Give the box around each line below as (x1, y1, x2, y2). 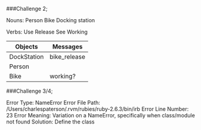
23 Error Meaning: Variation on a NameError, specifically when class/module (6, 112, 195, 119)
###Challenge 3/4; (6, 87, 53, 95)
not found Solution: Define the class (6, 118, 95, 125)
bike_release (49, 53, 86, 61)
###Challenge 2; (6, 5, 48, 12)
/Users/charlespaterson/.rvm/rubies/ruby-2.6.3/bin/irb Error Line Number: (6, 105, 189, 113)
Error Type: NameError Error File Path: (6, 99, 101, 106)
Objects (14, 43, 38, 50)
